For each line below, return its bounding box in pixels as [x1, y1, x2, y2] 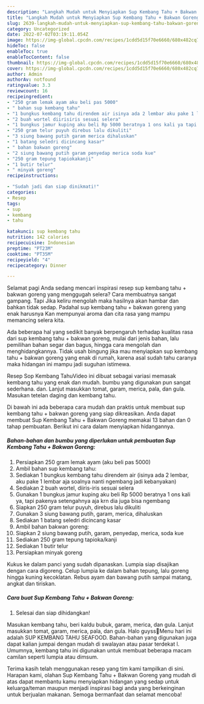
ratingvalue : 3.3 [7, 83, 51, 89]
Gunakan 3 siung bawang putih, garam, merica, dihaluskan [15, 510, 163, 518]
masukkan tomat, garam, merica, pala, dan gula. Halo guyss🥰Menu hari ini [7, 627, 192, 635]
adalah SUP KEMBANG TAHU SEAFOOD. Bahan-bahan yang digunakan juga [7, 634, 197, 641]
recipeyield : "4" [7, 256, 51, 263]
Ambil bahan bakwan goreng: [15, 523, 90, 530]
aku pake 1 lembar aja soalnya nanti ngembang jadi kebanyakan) [15, 478, 177, 485]
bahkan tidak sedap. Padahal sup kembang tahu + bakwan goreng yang [7, 304, 186, 311]
